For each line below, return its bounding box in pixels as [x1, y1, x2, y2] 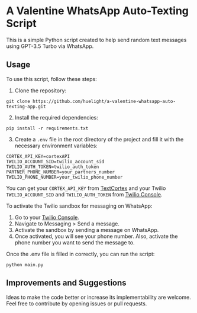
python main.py [6, 262, 44, 267]
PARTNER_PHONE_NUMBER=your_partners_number [6, 169, 115, 175]
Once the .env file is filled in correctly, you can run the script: [6, 250, 155, 257]
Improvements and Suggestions [6, 278, 127, 288]
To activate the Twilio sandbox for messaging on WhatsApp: [6, 202, 153, 209]
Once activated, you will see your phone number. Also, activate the [14, 233, 178, 240]
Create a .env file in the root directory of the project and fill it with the [14, 135, 184, 143]
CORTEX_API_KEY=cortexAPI [6, 153, 70, 159]
